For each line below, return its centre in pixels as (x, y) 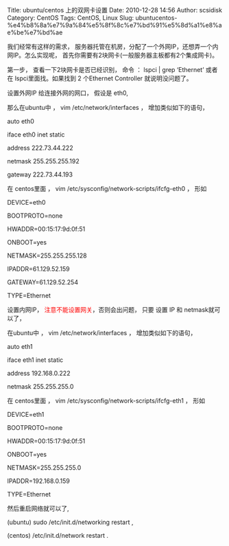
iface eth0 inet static (36, 135)
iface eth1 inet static (35, 360)
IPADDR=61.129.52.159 (38, 269)
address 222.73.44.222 (40, 148)
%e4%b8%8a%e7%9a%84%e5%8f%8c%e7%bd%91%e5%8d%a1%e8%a (114, 25)
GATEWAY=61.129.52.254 (43, 282)
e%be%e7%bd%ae (35, 32)
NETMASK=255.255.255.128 (47, 255)
